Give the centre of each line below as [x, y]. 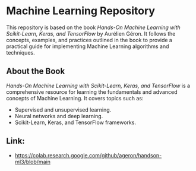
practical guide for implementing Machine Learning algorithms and [88, 46]
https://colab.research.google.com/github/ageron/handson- [88, 155]
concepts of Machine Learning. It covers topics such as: [75, 98]
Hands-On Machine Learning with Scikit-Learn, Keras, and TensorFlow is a [98, 85]
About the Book [36, 72]
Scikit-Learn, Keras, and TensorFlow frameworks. [75, 122]
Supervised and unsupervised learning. [63, 110]
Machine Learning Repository [81, 11]
